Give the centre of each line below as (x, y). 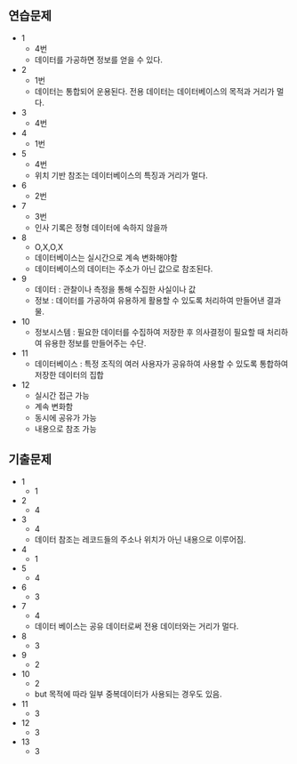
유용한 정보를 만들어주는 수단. (95, 343)
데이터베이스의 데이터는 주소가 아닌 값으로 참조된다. (124, 269)
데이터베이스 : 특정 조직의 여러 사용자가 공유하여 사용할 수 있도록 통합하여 (161, 364)
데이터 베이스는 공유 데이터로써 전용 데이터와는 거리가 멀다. (136, 626)
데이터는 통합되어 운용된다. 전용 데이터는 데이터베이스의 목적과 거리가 (154, 91)
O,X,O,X (49, 246)
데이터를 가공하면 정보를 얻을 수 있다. (99, 60)
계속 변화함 (53, 406)
